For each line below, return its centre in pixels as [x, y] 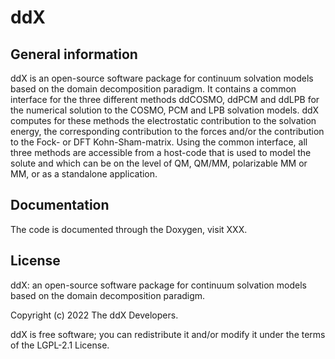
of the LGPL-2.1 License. [60, 345]
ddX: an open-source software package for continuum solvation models [158, 285]
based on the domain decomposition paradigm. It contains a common [153, 89]
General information [74, 54]
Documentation [60, 205]
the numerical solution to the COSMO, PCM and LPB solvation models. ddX [165, 110]
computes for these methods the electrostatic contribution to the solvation [163, 120]
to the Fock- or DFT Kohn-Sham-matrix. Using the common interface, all [159, 142]
